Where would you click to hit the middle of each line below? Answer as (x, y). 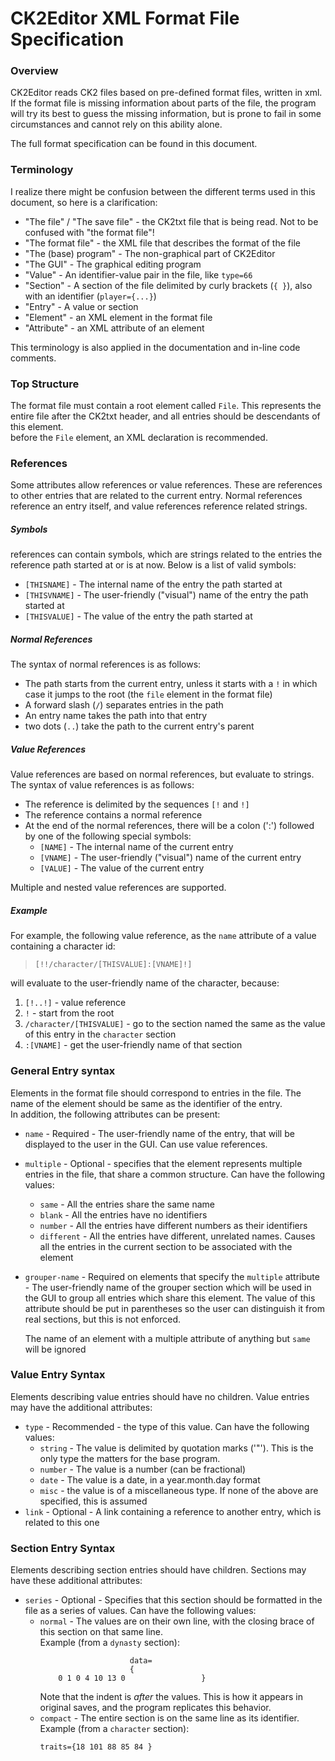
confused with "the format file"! (89, 232)
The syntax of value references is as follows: (102, 785)
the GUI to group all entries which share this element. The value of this (170, 1298)
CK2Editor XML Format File (125, 18)
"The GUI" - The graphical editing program (113, 264)
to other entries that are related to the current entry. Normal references (156, 496)
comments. (33, 358)
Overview (34, 71)
